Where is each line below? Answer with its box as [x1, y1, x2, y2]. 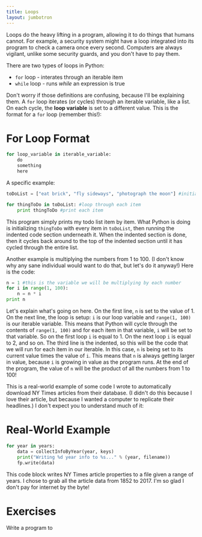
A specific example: [6, 179, 55, 186]
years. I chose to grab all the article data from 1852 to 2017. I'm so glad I [6, 477, 185, 484]
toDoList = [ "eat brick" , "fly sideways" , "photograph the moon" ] [6, 191, 176, 197]
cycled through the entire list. [6, 244, 79, 251]
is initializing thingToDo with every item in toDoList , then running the [6, 224, 174, 232]
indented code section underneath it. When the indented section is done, [6, 231, 188, 238]
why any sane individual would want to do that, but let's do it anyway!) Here [6, 262, 194, 269]
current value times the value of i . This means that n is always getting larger [6, 352, 195, 360]
